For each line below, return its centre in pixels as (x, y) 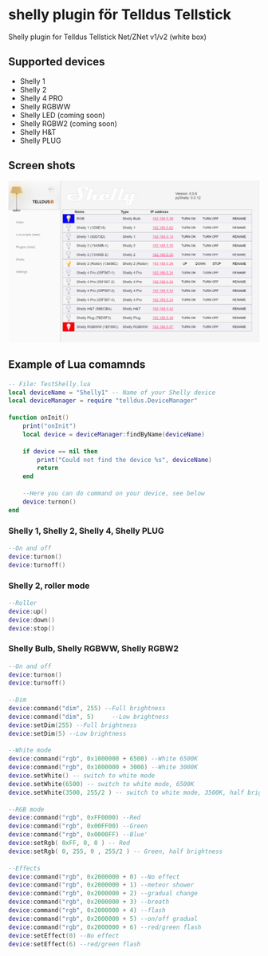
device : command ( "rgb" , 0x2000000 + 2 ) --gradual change (103, 894)
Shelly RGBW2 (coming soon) (69, 123)
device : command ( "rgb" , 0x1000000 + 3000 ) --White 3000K (103, 768)
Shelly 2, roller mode (49, 586)
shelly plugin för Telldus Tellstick (120, 15)
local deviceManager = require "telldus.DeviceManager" (103, 401)
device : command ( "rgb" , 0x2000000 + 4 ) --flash (87, 911)
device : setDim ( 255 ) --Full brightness (73, 725)
